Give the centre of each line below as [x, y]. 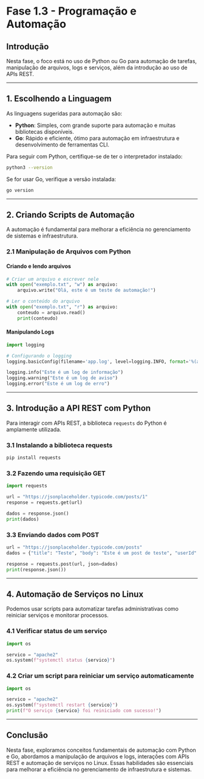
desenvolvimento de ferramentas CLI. [62, 145]
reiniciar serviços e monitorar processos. [58, 616]
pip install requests [34, 458]
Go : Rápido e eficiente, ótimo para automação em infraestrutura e [97, 138]
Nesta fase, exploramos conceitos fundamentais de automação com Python [101, 750]
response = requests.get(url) [45, 503]
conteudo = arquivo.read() [51, 312]
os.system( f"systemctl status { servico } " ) [61, 661]
